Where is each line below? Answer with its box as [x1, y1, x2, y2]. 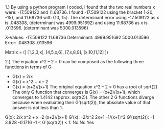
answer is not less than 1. [12, 105, 63, 110]
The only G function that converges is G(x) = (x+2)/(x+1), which [12, 89, 141, 95]
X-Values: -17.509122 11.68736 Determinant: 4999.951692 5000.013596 [5, 34, 149, 40]
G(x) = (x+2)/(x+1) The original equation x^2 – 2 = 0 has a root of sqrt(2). [12, 84, 159, 90]
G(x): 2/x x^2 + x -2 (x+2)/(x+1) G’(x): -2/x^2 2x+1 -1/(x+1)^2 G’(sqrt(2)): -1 [5, 114, 154, 120]
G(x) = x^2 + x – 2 [12, 78, 48, 84]
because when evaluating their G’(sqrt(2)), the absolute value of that [12, 100, 151, 105]
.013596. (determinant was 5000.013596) [5, 25, 89, 31]
